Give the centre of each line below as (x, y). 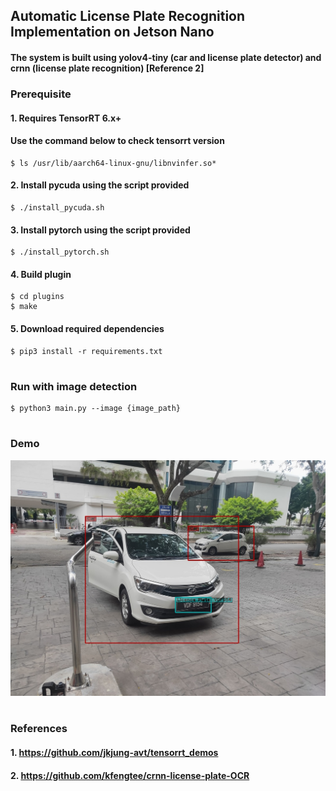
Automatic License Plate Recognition (128, 16)
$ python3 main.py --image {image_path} (96, 409)
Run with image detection (74, 386)
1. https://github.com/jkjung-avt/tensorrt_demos (114, 752)
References (39, 729)
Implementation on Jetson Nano (112, 32)
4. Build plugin (41, 274)
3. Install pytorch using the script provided (100, 230)
